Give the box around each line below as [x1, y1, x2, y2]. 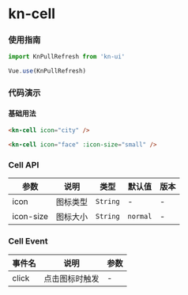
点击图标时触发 [43, 273, 100, 284]
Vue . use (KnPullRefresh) [8, 67, 87, 75]
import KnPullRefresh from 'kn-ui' [8, 53, 126, 61]
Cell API [8, 160, 39, 171]
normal [127, 212, 152, 221]
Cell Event [8, 236, 48, 247]
